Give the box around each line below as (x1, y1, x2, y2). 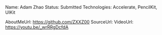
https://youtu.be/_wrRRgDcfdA (5, 24, 69, 30)
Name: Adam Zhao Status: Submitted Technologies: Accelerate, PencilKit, (5, 4, 157, 10)
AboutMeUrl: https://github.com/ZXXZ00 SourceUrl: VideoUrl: (5, 19, 134, 25)
